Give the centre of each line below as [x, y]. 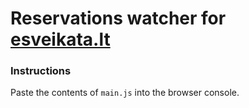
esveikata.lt [60, 39]
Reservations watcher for [118, 18]
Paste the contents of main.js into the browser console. [125, 93]
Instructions [41, 71]
